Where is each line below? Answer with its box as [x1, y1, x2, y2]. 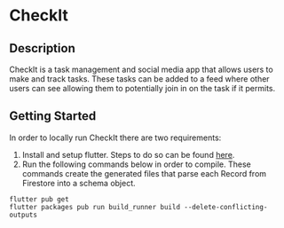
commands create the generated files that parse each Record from [21, 168, 267, 178]
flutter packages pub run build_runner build [9, 202, 180, 211]
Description [9, 41, 75, 56]
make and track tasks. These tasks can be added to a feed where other [9, 74, 270, 84]
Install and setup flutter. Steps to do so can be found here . [21, 149, 235, 160]
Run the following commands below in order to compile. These [21, 159, 251, 169]
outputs [9, 210, 38, 219]
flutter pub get [9, 194, 69, 204]
